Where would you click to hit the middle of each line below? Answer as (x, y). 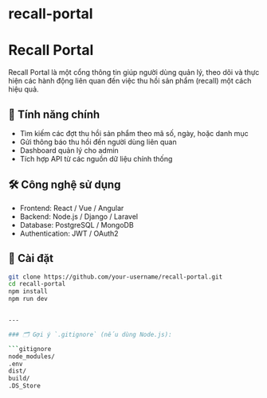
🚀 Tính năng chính (54, 114)
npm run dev (28, 299)
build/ (19, 379)
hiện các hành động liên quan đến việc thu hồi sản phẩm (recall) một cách (130, 81)
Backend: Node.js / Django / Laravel (79, 217)
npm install (28, 291)
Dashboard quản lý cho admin (69, 150)
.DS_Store (25, 386)
